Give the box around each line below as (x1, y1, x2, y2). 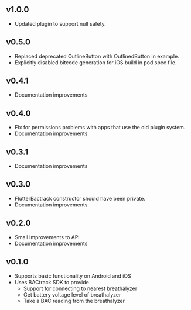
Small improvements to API (14, 233, 80, 240)
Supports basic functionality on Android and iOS (14, 272, 131, 280)
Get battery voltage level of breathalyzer (23, 291, 121, 298)
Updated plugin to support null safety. (14, 20, 107, 27)
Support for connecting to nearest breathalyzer (23, 285, 138, 292)
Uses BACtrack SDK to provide (14, 278, 89, 285)
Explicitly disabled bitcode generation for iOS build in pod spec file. (14, 58, 177, 66)
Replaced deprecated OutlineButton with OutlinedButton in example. (14, 53, 180, 60)
